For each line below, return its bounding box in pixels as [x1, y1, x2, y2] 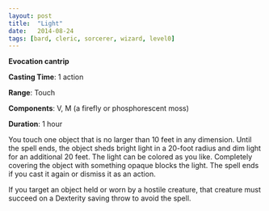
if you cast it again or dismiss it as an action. [8, 169, 156, 179]
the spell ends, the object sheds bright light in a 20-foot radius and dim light [8, 143, 261, 154]
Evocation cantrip [8, 57, 69, 66]
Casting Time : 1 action [8, 72, 84, 82]
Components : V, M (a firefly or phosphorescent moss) [8, 103, 190, 113]
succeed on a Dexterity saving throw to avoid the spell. [8, 193, 191, 203]
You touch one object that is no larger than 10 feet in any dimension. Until [8, 135, 252, 145]
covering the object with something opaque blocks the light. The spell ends [8, 161, 259, 171]
